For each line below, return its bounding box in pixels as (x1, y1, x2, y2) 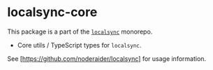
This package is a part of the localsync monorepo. (7, 27, 153, 36)
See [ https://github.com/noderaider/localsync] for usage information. (7, 54, 207, 63)
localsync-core (7, 4, 98, 20)
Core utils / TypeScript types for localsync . (17, 41, 142, 49)
